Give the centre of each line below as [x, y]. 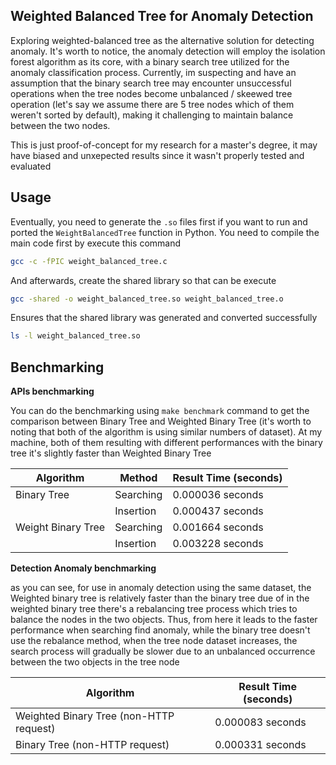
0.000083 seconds [260, 722]
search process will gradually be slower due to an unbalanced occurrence [163, 651]
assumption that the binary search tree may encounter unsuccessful [151, 83]
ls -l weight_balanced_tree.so [75, 336]
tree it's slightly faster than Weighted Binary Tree [111, 453]
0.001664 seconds [218, 527]
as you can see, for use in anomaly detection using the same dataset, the [161, 588]
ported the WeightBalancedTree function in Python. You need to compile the [165, 232]
